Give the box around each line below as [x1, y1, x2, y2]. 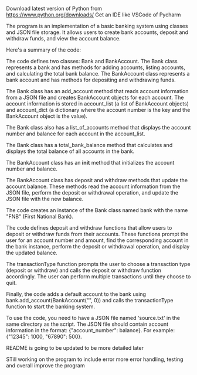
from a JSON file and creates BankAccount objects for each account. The [6, 94, 184, 101]
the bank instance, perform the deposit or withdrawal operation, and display [6, 243, 190, 250]
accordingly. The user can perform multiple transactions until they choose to [6, 273, 191, 280]
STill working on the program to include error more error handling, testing [6, 356, 184, 363]
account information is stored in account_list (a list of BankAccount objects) [6, 100, 189, 107]
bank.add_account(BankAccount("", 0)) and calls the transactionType [6, 297, 174, 304]
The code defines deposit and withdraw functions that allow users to [6, 224, 172, 231]
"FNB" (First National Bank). [6, 213, 74, 220]
